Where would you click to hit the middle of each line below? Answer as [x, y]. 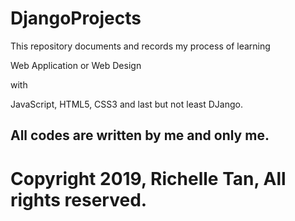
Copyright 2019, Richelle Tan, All [148, 178]
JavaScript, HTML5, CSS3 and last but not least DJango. [126, 104]
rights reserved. [79, 199]
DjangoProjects [76, 18]
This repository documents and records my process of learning [140, 46]
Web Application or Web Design [76, 65]
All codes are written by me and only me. [140, 135]
